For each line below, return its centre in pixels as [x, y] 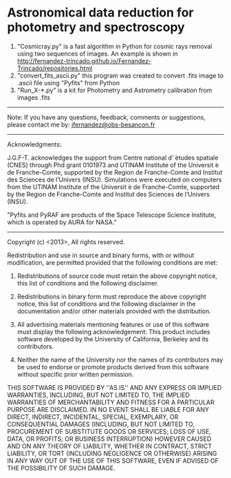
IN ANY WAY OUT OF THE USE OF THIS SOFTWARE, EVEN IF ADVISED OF [113, 460]
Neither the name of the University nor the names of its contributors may [120, 360]
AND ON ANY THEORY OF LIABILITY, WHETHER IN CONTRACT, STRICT [110, 446]
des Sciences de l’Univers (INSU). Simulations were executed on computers [114, 180]
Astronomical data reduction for [100, 13]
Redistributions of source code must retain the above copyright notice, [117, 276]
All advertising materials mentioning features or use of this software [113, 324]
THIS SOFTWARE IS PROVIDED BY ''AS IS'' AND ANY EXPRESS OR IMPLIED [114, 387]
